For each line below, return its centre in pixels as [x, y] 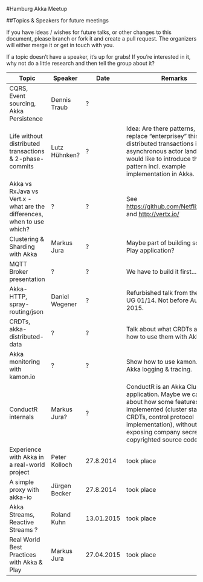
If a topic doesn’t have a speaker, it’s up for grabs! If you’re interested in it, [98, 57]
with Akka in [27, 457]
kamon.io [22, 377]
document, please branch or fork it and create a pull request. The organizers [101, 38]
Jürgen [61, 486]
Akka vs [21, 184]
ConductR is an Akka [156, 387]
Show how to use [150, 362]
